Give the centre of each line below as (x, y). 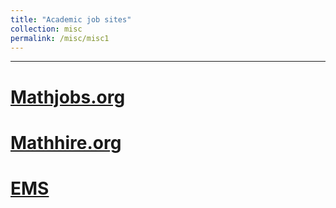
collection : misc (46, 29)
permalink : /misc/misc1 (60, 38)
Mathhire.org (66, 142)
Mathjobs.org (68, 97)
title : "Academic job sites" (71, 19)
